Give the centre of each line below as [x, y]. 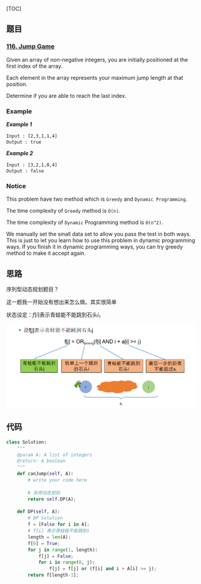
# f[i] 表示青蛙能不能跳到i [59, 531]
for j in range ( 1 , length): [63, 550]
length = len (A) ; [49, 537]
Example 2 [20, 153]
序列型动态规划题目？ [32, 289]
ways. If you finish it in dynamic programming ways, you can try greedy [94, 247]
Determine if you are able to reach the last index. [67, 96]
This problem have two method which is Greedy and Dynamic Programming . [97, 199]
